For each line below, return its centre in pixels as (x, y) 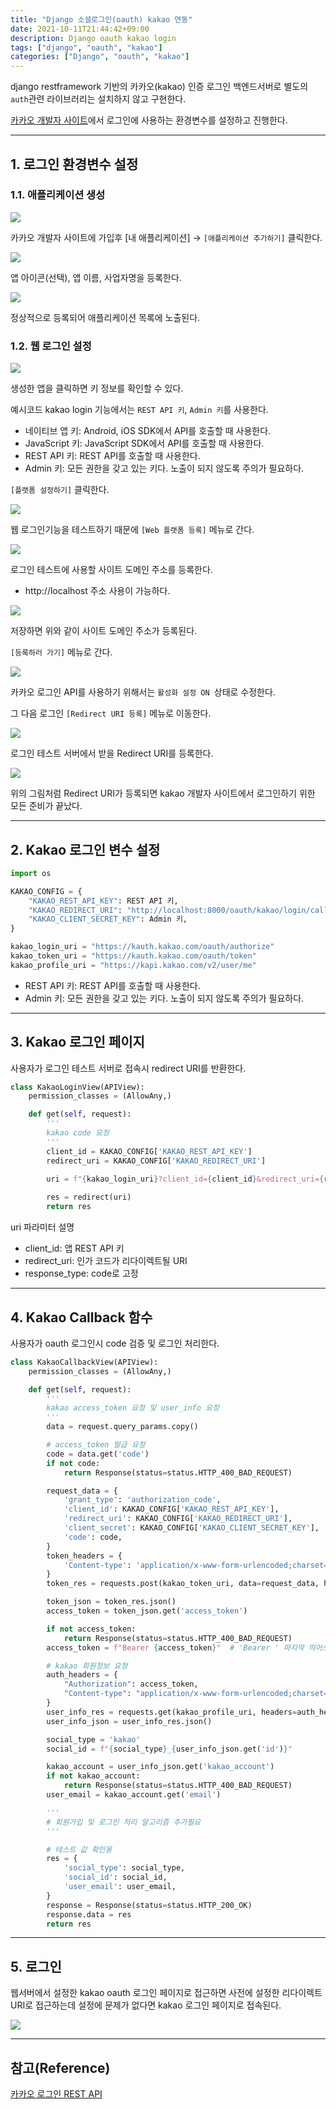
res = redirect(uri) (89, 1197)
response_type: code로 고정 (81, 1273)
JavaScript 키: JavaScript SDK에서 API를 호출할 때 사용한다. (144, 443)
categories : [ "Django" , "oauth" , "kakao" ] (100, 57)
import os (31, 873)
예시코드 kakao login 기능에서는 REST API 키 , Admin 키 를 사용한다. (139, 410)
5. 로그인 (36, 1966)
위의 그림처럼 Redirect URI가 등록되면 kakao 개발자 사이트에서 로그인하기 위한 (163, 793)
